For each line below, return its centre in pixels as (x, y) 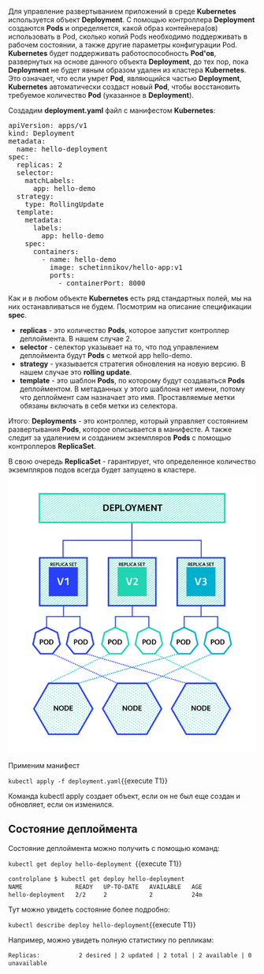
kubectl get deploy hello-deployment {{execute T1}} (95, 864)
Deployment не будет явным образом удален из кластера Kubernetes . (127, 70)
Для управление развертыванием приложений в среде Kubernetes (122, 11)
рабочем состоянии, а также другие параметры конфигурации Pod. (123, 45)
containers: (56, 252)
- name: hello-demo (79, 259)
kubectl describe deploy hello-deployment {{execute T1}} (102, 924)
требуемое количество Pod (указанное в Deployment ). (101, 95)
